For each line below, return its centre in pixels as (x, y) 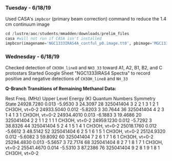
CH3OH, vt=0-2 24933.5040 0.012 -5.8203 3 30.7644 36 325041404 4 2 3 (85, 110)
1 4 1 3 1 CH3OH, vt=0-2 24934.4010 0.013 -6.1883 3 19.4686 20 (73, 115)
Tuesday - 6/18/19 (28, 8)
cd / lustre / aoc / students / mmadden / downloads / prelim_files (67, 34)
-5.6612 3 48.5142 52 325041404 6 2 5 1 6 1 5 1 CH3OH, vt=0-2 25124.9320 (85, 131)
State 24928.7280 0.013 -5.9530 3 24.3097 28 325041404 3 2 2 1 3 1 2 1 (82, 104)
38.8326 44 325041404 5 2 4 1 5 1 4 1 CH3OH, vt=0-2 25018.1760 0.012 (81, 126)
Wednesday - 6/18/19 (33, 57)
